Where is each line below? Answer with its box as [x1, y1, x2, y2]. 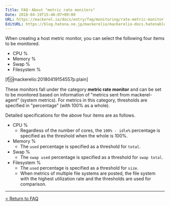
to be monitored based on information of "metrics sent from [5, 92, 130, 98]
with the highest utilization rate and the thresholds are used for [20, 176, 151, 182]
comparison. [20, 181, 47, 187]
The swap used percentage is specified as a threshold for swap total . [20, 154, 163, 161]
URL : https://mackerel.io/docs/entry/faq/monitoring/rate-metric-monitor [5, 17, 164, 22]
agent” [5, 97, 19, 104]
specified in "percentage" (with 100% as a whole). [5, 102, 110, 109]
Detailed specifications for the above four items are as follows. [5, 112, 136, 119]
